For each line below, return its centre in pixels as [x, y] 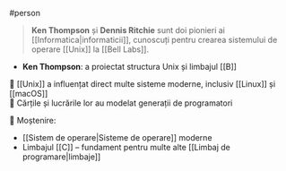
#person [25, 13]
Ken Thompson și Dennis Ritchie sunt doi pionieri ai [128, 30]
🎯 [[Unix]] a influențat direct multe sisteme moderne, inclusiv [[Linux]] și [143, 84]
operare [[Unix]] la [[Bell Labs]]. [90, 49]
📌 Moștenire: [33, 120]
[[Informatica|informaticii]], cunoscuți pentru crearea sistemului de [154, 40]
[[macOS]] [29, 94]
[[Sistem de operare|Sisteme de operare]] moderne [117, 137]
